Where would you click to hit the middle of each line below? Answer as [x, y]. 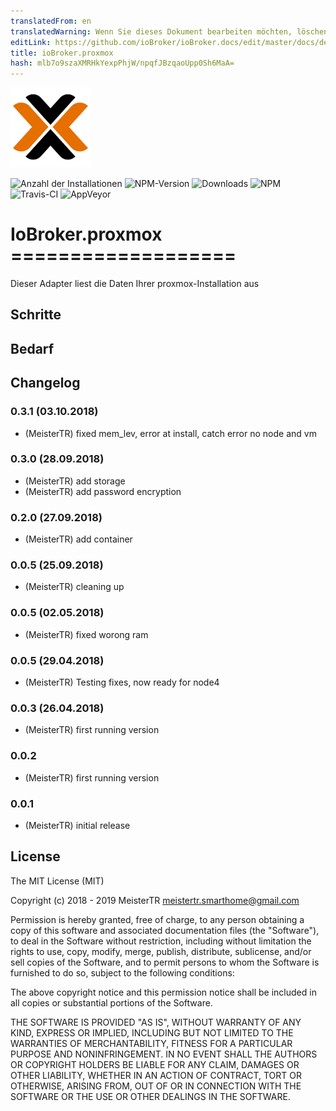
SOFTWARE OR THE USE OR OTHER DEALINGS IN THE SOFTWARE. [150, 1096]
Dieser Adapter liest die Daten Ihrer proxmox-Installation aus [135, 284]
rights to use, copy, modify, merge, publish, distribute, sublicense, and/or [161, 951]
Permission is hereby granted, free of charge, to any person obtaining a [157, 919]
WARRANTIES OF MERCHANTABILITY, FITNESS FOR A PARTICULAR [151, 1043]
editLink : [31, 42]
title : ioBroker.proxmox [62, 53]
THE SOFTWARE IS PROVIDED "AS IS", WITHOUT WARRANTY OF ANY [156, 1022]
